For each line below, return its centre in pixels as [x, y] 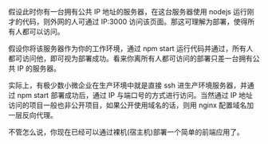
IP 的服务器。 [39, 68]
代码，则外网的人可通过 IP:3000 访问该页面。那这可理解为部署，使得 [135, 21]
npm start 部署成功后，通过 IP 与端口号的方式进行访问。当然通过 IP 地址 [135, 95]
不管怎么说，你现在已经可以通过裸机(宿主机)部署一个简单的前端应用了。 [126, 132]
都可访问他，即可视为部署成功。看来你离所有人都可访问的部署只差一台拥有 [130, 58]
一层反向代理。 [33, 115]
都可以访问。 [43, 31]
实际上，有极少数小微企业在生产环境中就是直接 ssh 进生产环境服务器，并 [128, 85]
